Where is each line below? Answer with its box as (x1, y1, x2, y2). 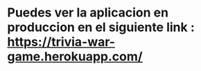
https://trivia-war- (7, 34, 116, 50)
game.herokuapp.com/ (7, 49, 143, 65)
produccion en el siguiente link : (7, 19, 195, 35)
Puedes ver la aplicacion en (7, 5, 168, 21)
